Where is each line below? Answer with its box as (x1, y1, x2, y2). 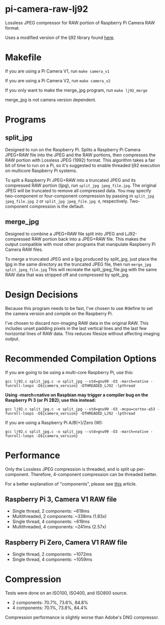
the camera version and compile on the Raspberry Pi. (5, 311, 113, 316)
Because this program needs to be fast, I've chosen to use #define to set (5, 305, 153, 311)
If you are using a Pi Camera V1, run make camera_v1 (5, 68, 110, 74)
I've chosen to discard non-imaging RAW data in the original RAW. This (5, 320, 149, 326)
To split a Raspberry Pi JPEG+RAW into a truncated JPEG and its (5, 177, 136, 183)
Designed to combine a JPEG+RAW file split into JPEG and (5, 231, 124, 237)
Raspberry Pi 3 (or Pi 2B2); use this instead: (5, 397, 96, 403)
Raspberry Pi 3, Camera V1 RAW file (5, 495, 117, 503)
